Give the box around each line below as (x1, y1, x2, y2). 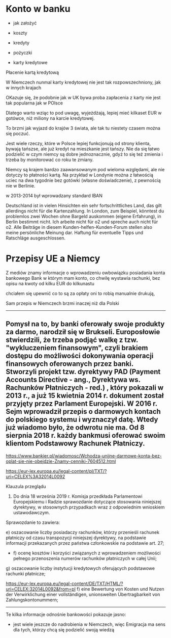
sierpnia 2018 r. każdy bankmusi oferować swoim (6, 431, 165, 440)
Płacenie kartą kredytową (6, 69, 59, 75)
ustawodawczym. (13, 509, 50, 515)
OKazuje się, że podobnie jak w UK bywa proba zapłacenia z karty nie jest (6, 94, 161, 100)
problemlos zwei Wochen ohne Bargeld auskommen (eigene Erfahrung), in (6, 213, 161, 219)
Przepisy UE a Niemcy (6, 253, 100, 264)
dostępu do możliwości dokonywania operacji (6, 352, 154, 360)
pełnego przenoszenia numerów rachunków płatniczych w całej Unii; (13, 555, 157, 561)
